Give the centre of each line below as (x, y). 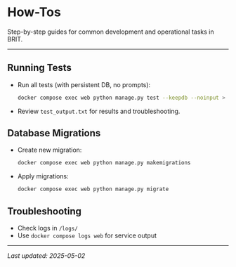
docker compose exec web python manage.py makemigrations (104, 163)
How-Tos (34, 12)
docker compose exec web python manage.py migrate (93, 189)
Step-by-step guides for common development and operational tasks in (111, 32)
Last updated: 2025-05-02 (46, 256)
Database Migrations (54, 133)
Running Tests (39, 68)
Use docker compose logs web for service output (87, 235)
